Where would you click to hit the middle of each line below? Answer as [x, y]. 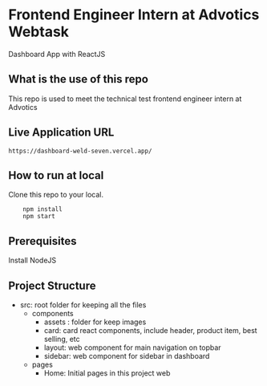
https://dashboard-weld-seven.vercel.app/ [80, 151]
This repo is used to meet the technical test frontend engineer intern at [125, 99]
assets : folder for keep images [95, 322]
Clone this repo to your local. [56, 195]
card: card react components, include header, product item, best [151, 330]
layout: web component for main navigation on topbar [133, 347]
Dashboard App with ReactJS [57, 54]
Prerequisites [42, 241]
